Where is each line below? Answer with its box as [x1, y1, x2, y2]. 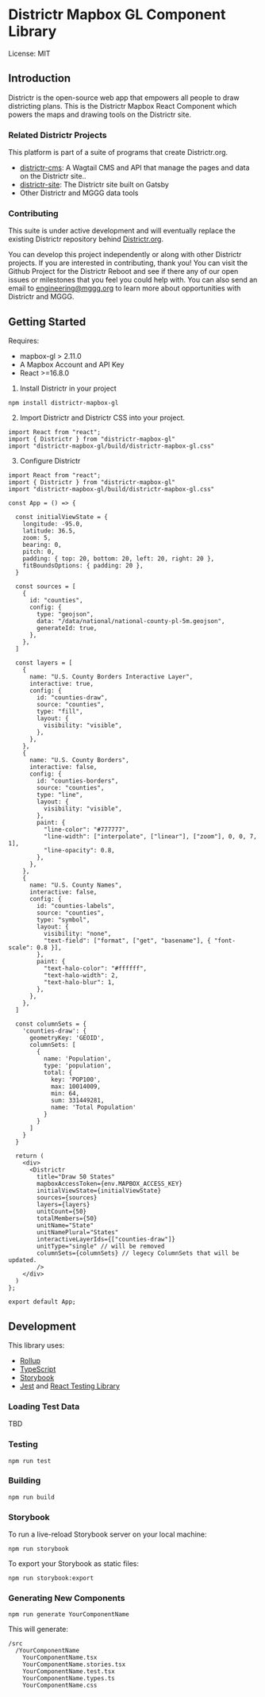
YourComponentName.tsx [22, 1653, 98, 1662]
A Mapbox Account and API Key [19, 360, 125, 370]
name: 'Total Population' [50, 1103, 136, 1112]
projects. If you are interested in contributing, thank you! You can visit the [8, 258, 248, 267]
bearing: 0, [22, 541, 62, 549]
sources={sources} [36, 1194, 98, 1202]
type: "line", [36, 791, 83, 799]
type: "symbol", [36, 916, 90, 924]
